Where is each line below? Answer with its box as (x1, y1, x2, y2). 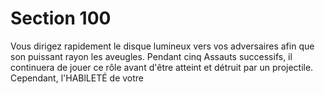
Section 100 (10, 7, 112, 30)
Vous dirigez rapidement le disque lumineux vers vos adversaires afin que (10, 40, 315, 52)
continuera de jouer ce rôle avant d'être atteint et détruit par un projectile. (10, 61, 314, 73)
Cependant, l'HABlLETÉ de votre (10, 72, 145, 84)
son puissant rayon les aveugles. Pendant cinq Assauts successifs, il (10, 50, 293, 62)
